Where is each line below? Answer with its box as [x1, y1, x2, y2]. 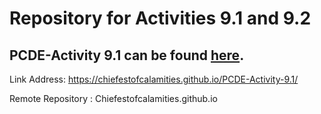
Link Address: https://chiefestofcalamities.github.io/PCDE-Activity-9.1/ [9, 73, 299, 85]
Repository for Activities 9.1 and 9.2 [9, 7, 312, 30]
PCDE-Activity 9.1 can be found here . [9, 47, 245, 64]
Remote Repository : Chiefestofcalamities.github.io [9, 93, 218, 104]
